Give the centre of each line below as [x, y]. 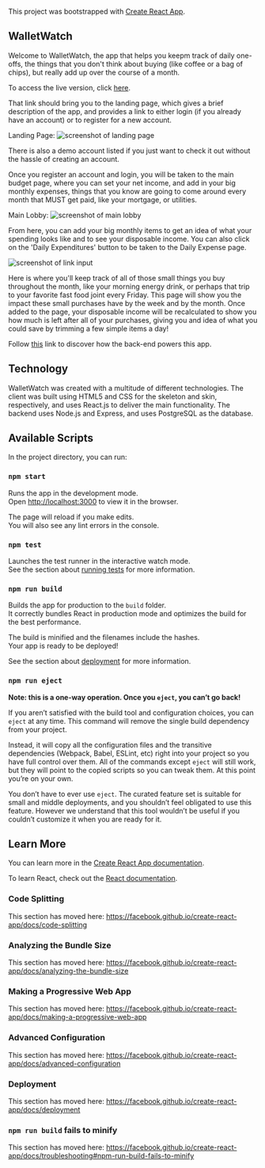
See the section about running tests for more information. [102, 569]
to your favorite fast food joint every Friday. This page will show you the [125, 295]
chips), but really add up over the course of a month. [94, 72]
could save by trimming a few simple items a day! [88, 328]
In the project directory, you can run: [68, 457]
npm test [25, 545]
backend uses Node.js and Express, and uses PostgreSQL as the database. [131, 413]
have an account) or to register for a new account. [90, 120]
